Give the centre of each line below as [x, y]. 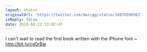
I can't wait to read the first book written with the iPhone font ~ [71, 39]
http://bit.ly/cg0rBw [26, 44]
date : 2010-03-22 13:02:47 [34, 24]
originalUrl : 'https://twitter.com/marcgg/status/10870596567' [74, 15]
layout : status [21, 10]
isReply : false [21, 19]
